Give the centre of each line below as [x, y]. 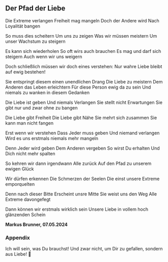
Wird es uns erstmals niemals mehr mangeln [52, 138]
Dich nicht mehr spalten [30, 153]
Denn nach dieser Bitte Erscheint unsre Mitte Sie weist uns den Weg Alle [81, 194]
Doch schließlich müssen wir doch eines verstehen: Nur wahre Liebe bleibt [84, 66]
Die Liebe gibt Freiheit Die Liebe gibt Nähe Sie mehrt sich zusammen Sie [81, 118]
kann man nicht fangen [29, 123]
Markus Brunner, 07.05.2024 [36, 224]
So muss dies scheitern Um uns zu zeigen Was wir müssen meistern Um [81, 36]
